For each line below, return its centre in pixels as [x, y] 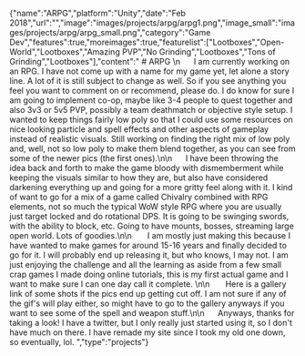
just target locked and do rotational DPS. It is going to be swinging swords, [149, 216]
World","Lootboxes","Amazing [65, 52]
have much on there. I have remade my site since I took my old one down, [147, 332]
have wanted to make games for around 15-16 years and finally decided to [148, 245]
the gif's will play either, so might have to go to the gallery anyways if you [147, 303]
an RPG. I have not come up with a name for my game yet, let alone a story [149, 71]
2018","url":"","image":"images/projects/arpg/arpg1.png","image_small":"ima [152, 23]
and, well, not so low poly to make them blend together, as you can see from [152, 148]
